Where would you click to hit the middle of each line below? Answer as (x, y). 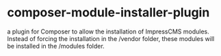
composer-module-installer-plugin (108, 13)
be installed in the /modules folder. (56, 46)
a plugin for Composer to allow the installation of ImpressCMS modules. (108, 31)
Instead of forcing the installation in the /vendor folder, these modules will (111, 38)
